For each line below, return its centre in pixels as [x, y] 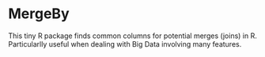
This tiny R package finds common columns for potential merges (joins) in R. [132, 36]
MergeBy [39, 14]
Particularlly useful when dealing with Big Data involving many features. [125, 44]
